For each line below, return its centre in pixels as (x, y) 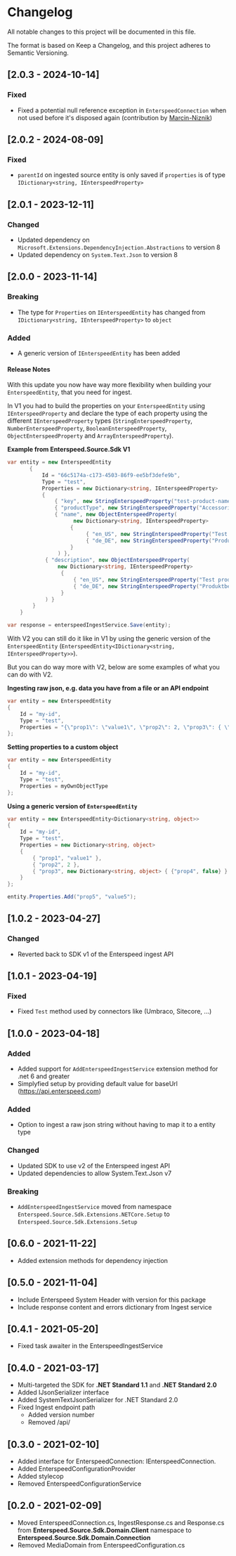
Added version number (61, 1415)
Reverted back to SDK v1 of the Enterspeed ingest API (96, 954)
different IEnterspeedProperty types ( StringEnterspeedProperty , (100, 421)
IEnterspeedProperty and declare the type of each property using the (107, 413)
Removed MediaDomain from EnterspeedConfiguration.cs (101, 1545)
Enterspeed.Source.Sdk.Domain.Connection (84, 1537)
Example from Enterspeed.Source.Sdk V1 (69, 450)
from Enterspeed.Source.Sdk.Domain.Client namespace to (104, 1530)
